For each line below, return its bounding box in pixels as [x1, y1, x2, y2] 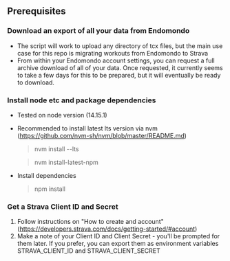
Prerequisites [7, 5, 66, 17]
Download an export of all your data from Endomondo [7, 26, 190, 36]
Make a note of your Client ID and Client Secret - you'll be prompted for [17, 232, 220, 240]
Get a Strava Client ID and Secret [7, 202, 118, 212]
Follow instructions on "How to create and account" [17, 218, 164, 226]
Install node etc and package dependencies [7, 95, 156, 105]
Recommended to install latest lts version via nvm [17, 124, 158, 133]
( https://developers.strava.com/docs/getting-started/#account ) [17, 225, 198, 233]
